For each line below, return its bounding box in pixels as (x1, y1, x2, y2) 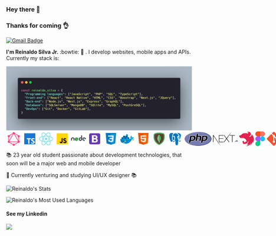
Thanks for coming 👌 (6, 21, 69, 29)
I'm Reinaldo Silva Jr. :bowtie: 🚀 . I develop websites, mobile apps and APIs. (6, 48, 191, 55)
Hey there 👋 (6, 5, 40, 14)
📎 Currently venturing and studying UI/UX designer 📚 (6, 172, 137, 179)
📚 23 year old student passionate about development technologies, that (6, 151, 182, 158)
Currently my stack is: (6, 55, 60, 62)
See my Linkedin (6, 210, 48, 217)
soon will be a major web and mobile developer (6, 160, 121, 167)
